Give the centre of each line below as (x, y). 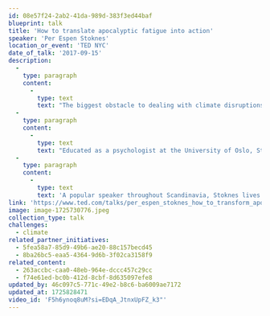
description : (30, 61)
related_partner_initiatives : (59, 240)
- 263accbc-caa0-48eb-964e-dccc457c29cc (84, 270)
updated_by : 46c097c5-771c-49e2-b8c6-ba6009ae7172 (95, 285)
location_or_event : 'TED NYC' (59, 46)
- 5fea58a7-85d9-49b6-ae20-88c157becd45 (84, 248)
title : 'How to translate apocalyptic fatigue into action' (111, 31)
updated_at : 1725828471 (48, 293)
